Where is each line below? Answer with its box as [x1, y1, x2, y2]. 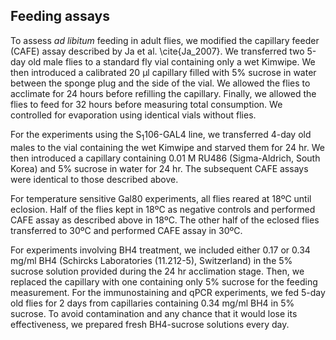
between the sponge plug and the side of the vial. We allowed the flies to [10, 77, 311, 89]
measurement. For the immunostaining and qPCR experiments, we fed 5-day [10, 286, 326, 298]
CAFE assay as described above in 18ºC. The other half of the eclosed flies [10, 214, 320, 226]
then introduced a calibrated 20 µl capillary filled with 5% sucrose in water [10, 66, 317, 78]
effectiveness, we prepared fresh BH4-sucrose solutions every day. [10, 318, 290, 330]
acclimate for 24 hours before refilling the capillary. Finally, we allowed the [10, 87, 317, 99]
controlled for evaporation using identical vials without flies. [10, 109, 257, 121]
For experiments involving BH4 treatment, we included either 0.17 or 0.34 [10, 244, 311, 256]
